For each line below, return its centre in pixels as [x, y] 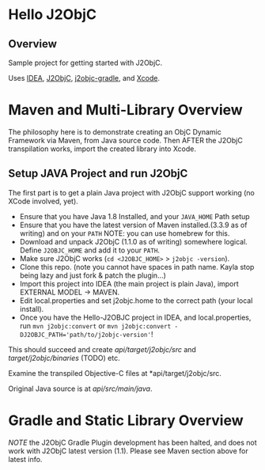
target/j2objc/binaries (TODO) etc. [64, 358]
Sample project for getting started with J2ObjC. [85, 63]
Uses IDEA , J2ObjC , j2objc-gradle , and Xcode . [84, 78]
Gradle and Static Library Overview [126, 420]
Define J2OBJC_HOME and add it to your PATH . [90, 250]
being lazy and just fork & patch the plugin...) [93, 275]
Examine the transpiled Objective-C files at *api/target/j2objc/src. [115, 373]
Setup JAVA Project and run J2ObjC [98, 174]
